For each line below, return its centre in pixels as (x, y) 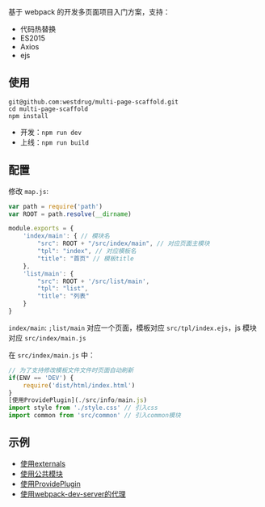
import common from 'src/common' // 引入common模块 (95, 416)
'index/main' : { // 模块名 (67, 236)
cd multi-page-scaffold (48, 109)
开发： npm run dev (51, 132)
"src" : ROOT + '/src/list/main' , (94, 281)
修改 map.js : (28, 191)
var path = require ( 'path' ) (56, 206)
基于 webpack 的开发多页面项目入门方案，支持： (90, 12)
